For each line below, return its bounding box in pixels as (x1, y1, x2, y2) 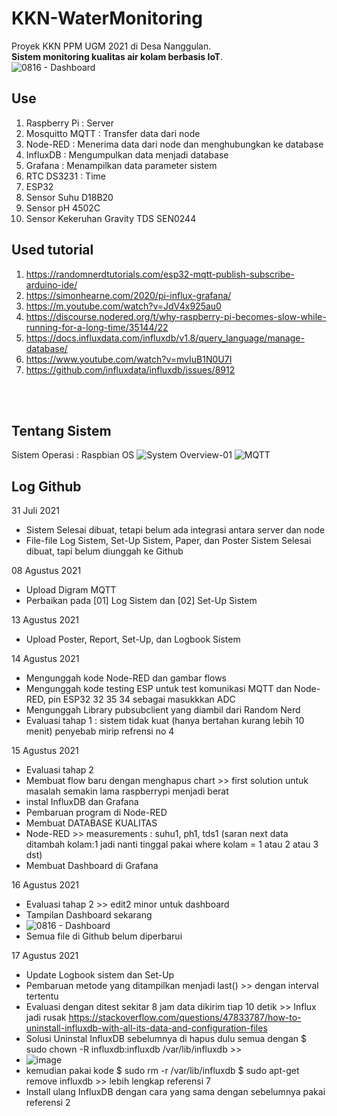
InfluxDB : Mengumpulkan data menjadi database (25, 148, 229, 161)
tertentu (25, 990, 59, 1002)
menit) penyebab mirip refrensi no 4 (25, 725, 175, 737)
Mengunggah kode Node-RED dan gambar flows (25, 672, 227, 684)
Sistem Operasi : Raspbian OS (11, 449, 135, 461)
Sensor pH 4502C (25, 202, 101, 214)
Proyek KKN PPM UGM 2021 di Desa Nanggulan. (11, 40, 212, 52)
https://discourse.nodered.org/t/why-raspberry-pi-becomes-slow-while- (25, 310, 327, 322)
